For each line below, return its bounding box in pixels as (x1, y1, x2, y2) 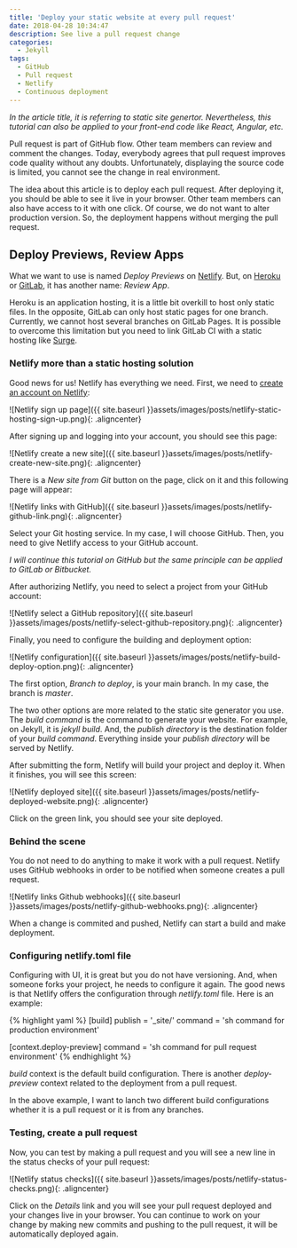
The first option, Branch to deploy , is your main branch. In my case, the (9, 678, 269, 689)
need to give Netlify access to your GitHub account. (9, 537, 199, 548)
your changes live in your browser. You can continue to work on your (9, 1209, 261, 1220)
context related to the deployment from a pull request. (39, 1078, 238, 1088)
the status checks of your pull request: (9, 1156, 151, 1167)
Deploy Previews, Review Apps (9, 247, 184, 262)
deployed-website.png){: (9, 795, 100, 806)
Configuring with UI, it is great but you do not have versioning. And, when (9, 969, 277, 981)
